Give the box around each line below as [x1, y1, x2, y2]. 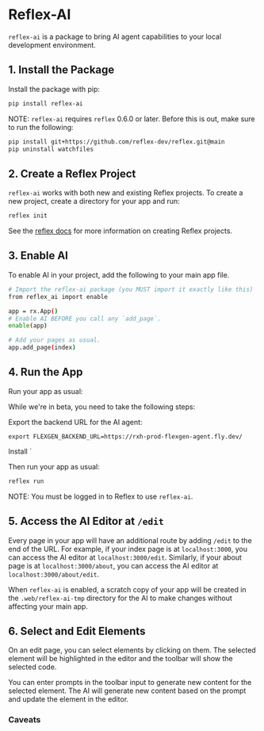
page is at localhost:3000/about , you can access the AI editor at [8, 561, 219, 570]
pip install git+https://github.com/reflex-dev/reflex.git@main [8, 137, 225, 146]
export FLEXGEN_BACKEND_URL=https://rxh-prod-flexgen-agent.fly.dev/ [8, 432, 243, 441]
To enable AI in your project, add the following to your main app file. [8, 270, 230, 279]
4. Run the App [8, 365, 83, 379]
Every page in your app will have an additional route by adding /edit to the [8, 535, 252, 545]
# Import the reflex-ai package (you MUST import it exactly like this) [8, 285, 254, 293]
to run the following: [8, 122, 74, 132]
